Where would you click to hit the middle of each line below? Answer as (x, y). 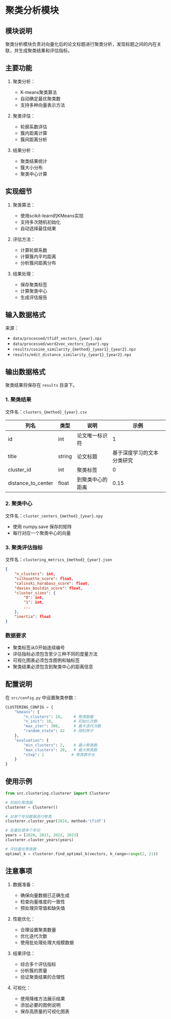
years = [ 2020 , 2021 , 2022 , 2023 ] (42, 835)
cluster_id (20, 469)
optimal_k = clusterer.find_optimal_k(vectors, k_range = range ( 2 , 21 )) (82, 854)
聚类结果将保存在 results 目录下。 (41, 385)
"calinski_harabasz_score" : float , (52, 583)
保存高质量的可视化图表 (45, 1011)
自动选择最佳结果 (38, 228)
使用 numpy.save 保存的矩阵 (42, 527)
